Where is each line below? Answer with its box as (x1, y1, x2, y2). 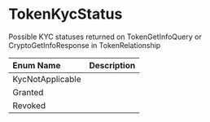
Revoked (12, 99, 46, 111)
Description (89, 59, 136, 71)
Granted (12, 86, 44, 98)
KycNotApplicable (12, 73, 81, 85)
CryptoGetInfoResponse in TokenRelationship (8, 40, 161, 50)
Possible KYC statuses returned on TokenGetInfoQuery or (8, 32, 202, 41)
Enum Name (12, 59, 61, 71)
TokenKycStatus (8, 5, 123, 24)
